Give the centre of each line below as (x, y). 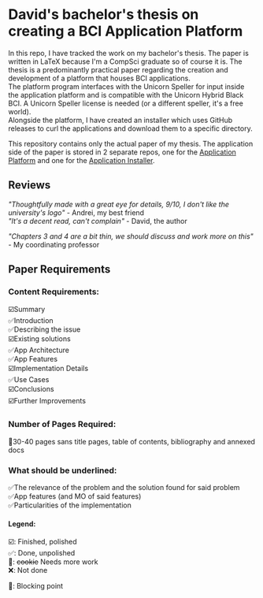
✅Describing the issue (44, 329)
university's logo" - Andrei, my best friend (76, 212)
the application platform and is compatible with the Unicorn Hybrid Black (126, 95)
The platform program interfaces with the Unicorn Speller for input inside (126, 86)
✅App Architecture (39, 350)
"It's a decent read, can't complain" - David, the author (98, 221)
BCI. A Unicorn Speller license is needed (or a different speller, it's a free (126, 103)
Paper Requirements (59, 269)
